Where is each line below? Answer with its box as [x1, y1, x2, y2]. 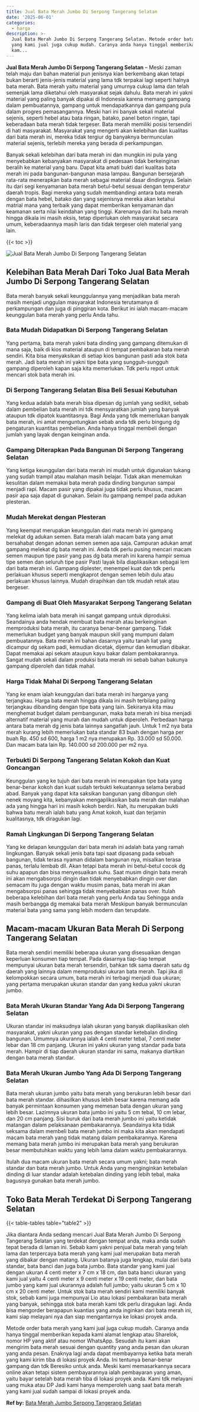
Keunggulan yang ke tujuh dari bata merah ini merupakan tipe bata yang [6, 777, 182, 784]
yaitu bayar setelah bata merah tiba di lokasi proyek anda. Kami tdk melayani [6, 1375, 193, 1382]
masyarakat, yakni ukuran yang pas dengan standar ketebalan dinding [6, 1029, 178, 1036]
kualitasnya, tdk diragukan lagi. [6, 815, 82, 822]
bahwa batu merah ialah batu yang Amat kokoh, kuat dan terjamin [6, 809, 167, 816]
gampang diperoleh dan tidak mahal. [6, 662, 96, 669]
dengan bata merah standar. [6, 1054, 75, 1061]
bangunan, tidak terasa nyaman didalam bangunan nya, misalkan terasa [6, 856, 181, 863]
